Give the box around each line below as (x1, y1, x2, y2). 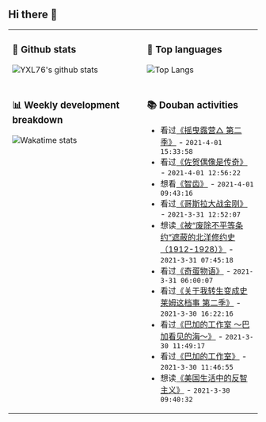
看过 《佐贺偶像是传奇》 (160, 156, 248, 167)
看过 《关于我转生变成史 (160, 285, 248, 296)
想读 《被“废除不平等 (160, 220, 236, 231)
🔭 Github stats (12, 44, 77, 56)
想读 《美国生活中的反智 (160, 372, 248, 383)
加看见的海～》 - (160, 331, 224, 342)
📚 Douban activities (146, 98, 239, 111)
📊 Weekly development (12, 98, 120, 111)
